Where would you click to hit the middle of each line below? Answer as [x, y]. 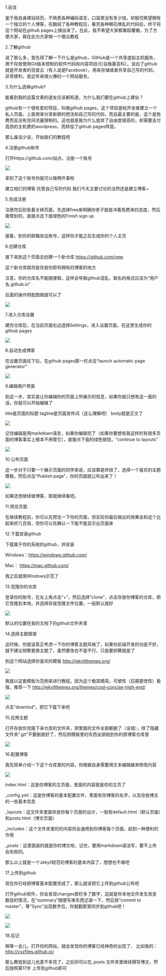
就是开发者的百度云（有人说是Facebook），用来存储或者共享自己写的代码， [81, 70]
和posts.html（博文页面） [31, 818]
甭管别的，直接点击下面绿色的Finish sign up [50, 216]
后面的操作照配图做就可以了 [33, 295]
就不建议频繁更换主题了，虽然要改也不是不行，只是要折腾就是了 [70, 650]
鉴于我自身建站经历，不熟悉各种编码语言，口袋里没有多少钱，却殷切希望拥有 [83, 18]
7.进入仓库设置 [20, 315]
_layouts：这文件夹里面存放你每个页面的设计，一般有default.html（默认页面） [83, 812]
